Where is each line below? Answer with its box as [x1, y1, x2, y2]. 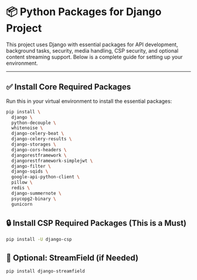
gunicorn [11, 201, 33, 207]
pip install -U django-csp [6, 237, 72, 243]
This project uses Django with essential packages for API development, [6, 41, 178, 48]
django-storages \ [11, 141, 57, 147]
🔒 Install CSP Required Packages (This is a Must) [6, 218, 186, 228]
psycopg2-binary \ [11, 196, 57, 202]
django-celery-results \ [11, 136, 72, 142]
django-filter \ [11, 163, 51, 169]
